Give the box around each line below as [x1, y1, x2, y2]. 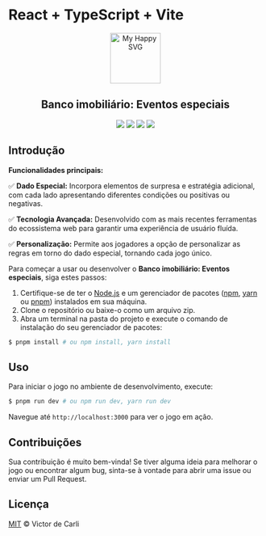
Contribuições [8, 435, 82, 449]
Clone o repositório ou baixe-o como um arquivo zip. [19, 305, 196, 314]
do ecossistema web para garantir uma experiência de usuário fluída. [8, 223, 239, 233]
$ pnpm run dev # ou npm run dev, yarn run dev [8, 398, 172, 406]
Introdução [8, 144, 65, 158]
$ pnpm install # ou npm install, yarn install [8, 338, 172, 346]
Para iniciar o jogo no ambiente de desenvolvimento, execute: [8, 382, 214, 391]
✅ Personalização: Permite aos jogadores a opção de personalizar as [8, 238, 241, 248]
